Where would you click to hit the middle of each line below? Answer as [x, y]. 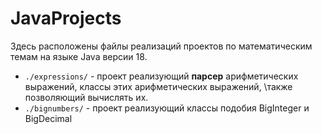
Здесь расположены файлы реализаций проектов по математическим [161, 46]
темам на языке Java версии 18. [79, 56]
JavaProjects [66, 18]
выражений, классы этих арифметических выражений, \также [158, 86]
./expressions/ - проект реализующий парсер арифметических [161, 76]
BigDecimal [48, 118]
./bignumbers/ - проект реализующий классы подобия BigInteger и [167, 108]
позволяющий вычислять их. [86, 97]
